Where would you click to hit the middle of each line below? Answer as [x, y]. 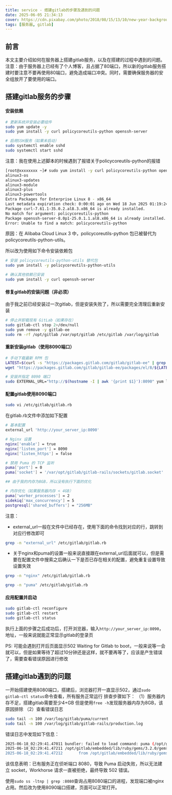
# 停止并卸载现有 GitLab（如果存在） [40, 320]
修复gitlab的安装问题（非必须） [38, 292]
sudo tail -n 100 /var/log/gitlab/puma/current [57, 719]
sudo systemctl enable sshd [35, 146]
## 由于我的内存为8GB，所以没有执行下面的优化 [48, 482]
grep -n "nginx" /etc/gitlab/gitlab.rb [48, 576]
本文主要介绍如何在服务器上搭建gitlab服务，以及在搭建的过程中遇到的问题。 [85, 60]
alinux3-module [21, 185]
